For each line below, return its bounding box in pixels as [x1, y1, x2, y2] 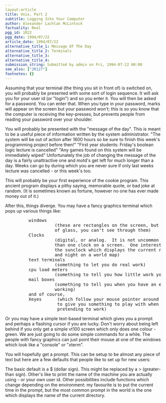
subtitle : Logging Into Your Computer [5, 16, 85, 21]
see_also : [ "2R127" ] [5, 67, 48, 72]
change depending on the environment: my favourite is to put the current [5, 382, 154, 388]
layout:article [5, 7, 37, 12]
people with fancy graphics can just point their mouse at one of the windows [5, 336, 162, 342]
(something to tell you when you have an [54, 282, 157, 287]
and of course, [28, 292, 65, 297]
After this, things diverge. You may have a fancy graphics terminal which [5, 203, 153, 209]
